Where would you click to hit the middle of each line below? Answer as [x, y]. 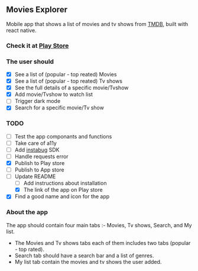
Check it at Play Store [38, 46]
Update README [35, 176]
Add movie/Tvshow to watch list [54, 95]
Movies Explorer [37, 10]
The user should [30, 62]
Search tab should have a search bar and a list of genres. [84, 255]
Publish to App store [39, 170]
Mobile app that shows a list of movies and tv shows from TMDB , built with [97, 24]
